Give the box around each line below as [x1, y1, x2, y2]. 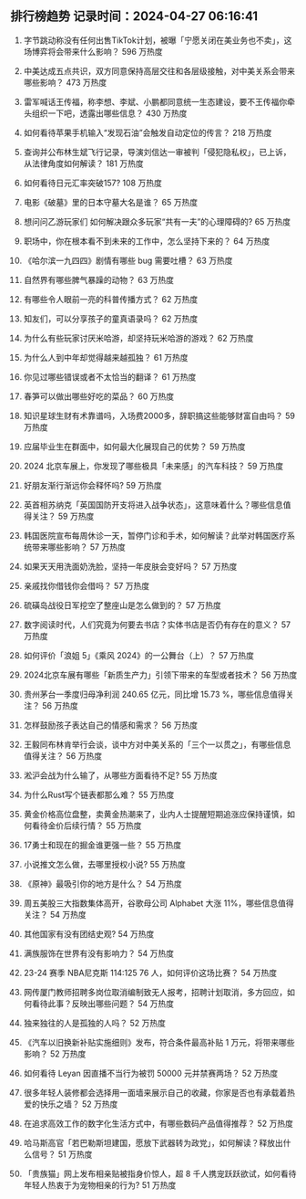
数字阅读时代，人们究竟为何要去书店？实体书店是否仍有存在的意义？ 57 [23, 619, 291, 630]
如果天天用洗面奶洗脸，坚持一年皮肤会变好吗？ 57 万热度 [23, 561, 238, 572]
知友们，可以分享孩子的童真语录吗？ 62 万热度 [23, 313, 199, 324]
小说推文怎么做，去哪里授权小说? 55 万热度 [23, 858, 186, 869]
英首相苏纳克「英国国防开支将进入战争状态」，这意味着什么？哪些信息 [23, 499, 283, 510]
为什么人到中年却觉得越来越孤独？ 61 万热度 [23, 352, 189, 363]
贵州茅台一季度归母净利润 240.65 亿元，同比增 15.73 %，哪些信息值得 [23, 689, 286, 699]
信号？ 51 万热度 [31, 1149, 93, 1160]
